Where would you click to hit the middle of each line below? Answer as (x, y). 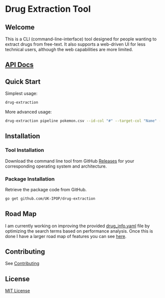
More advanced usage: (28, 112)
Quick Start (23, 81)
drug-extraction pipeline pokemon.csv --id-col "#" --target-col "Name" (81, 121)
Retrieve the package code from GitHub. (46, 189)
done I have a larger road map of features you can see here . (66, 236)
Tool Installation (25, 150)
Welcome (20, 27)
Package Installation (30, 179)
